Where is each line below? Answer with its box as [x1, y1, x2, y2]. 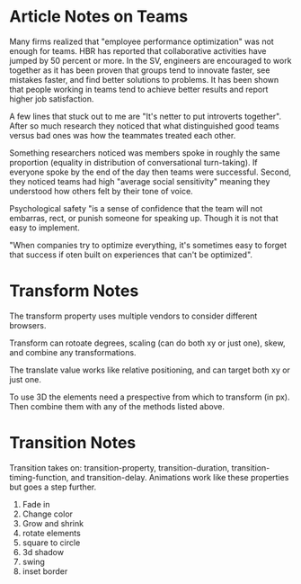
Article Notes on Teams [9, 6, 189, 27]
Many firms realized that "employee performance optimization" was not [9, 36, 274, 47]
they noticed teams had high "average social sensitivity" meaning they [9, 175, 270, 186]
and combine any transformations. [9, 346, 137, 357]
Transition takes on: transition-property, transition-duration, [9, 462, 230, 473]
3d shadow [22, 546, 65, 557]
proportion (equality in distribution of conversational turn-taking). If [9, 157, 258, 167]
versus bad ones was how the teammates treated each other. [9, 130, 236, 140]
